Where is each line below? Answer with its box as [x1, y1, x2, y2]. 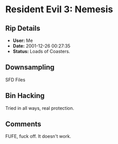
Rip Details [5, 24, 41, 33]
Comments [5, 120, 42, 129]
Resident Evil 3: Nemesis [5, 4, 113, 15]
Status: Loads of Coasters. [12, 49, 70, 54]
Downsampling [5, 63, 55, 72]
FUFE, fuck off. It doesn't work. [5, 133, 71, 139]
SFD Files [5, 77, 26, 83]
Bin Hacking [5, 91, 45, 100]
